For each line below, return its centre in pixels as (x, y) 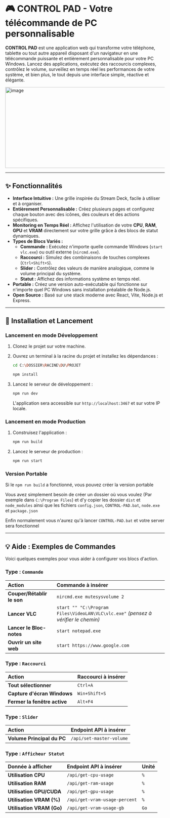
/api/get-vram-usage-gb (96, 808)
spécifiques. (26, 220)
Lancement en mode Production (46, 421)
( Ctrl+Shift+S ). (36, 263)
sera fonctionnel (22, 526)
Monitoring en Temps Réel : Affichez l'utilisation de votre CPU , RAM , (85, 225)
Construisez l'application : (40, 433)
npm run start (27, 461)
